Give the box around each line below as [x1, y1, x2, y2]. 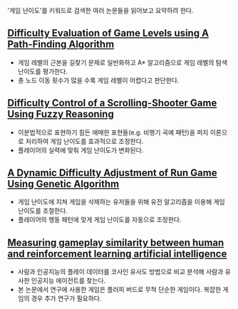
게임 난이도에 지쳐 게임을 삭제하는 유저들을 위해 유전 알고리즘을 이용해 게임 [17, 198, 226, 206]
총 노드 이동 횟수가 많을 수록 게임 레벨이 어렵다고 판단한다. [17, 75, 180, 84]
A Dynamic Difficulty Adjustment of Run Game [7, 167, 217, 179]
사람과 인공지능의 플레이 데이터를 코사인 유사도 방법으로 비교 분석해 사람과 [17, 268, 224, 276]
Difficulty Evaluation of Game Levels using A [7, 27, 209, 39]
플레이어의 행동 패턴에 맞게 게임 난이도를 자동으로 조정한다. [17, 216, 182, 224]
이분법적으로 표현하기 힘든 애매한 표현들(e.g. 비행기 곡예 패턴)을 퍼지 [17, 127, 209, 137]
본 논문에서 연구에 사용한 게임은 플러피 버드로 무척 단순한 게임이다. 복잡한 [17, 286, 222, 294]
